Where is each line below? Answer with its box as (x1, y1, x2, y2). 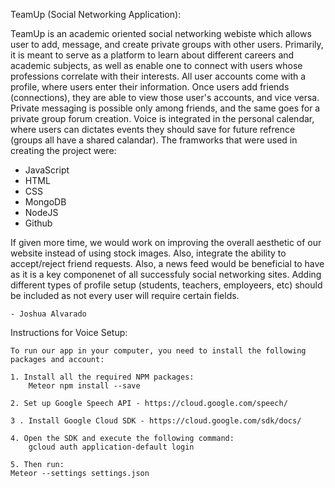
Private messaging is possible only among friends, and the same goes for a (10, 102, 321, 114)
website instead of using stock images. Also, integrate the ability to (10, 247, 287, 259)
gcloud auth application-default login (28, 442, 195, 452)
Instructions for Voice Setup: (10, 327, 128, 338)
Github (24, 217, 53, 229)
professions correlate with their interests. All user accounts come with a (10, 70, 307, 82)
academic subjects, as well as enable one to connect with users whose (10, 60, 303, 71)
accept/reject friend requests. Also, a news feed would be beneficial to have (10, 258, 325, 269)
